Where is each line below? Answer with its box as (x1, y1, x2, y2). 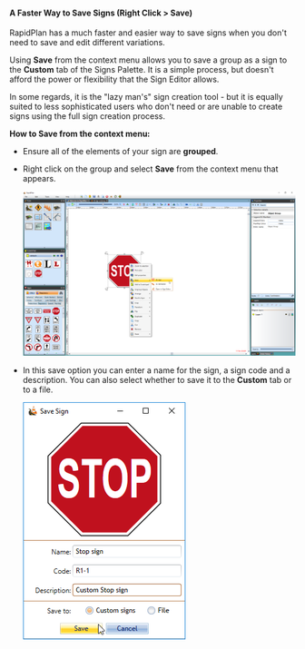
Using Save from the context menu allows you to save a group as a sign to (9, 54, 288, 65)
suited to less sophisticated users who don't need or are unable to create (9, 101, 283, 113)
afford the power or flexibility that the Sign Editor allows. (9, 74, 220, 85)
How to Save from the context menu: (9, 128, 151, 140)
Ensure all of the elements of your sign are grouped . (22, 146, 219, 157)
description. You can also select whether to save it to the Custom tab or (22, 375, 292, 386)
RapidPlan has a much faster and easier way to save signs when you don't (9, 27, 288, 38)
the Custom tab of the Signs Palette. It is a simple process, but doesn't (9, 64, 274, 75)
